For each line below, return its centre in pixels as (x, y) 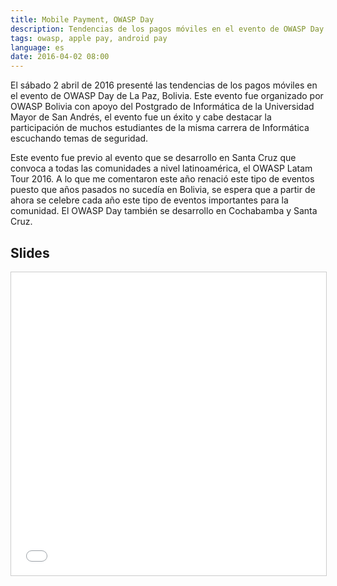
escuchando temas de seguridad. (79, 138)
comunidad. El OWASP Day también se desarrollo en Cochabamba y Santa (164, 211)
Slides (30, 252)
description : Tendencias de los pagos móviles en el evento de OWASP (158, 29)
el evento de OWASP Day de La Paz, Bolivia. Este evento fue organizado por (167, 96)
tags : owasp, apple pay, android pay (89, 38)
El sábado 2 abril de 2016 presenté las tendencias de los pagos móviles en (164, 85)
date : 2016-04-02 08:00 (60, 57)
